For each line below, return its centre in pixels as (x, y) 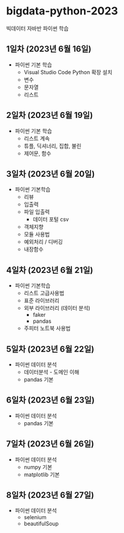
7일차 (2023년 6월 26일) (50, 444)
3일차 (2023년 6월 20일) (51, 174)
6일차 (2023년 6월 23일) (50, 400)
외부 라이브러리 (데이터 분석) (57, 308)
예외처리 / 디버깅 (43, 242)
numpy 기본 (38, 467)
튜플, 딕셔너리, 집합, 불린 (53, 146)
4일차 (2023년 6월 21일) (50, 270)
